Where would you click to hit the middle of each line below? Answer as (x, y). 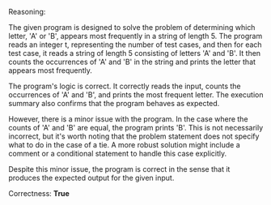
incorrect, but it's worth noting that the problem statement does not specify (134, 136)
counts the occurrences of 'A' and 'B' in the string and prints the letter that (132, 62)
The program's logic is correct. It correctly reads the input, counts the (125, 86)
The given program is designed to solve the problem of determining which (132, 27)
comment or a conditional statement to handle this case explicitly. (118, 154)
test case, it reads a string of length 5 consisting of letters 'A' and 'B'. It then (135, 53)
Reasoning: (27, 12)
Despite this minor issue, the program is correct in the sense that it (119, 169)
